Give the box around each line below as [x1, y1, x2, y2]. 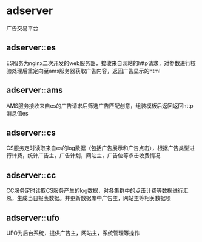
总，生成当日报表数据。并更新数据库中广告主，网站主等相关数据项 [6, 195, 171, 202]
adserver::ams [6, 85, 63, 95]
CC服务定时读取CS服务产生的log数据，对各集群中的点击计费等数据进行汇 [6, 187, 189, 195]
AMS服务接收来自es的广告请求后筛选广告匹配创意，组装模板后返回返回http [6, 102, 194, 109]
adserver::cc [6, 170, 56, 180]
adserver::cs [6, 127, 56, 137]
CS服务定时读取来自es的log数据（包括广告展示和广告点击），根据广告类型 [6, 144, 190, 152]
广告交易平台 [6, 24, 38, 32]
